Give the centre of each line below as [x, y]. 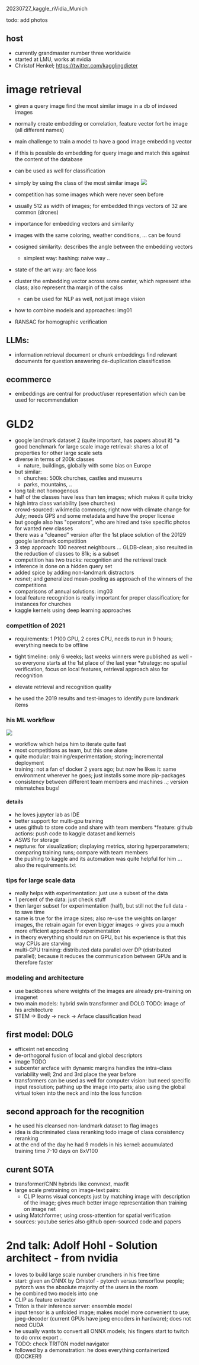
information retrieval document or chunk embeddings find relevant [96, 354]
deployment [29, 762]
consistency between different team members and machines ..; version [101, 781]
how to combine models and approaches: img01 [73, 310]
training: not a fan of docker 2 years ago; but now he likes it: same [95, 769]
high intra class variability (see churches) [65, 504]
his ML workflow [31, 720]
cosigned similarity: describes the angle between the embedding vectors [104, 246]
